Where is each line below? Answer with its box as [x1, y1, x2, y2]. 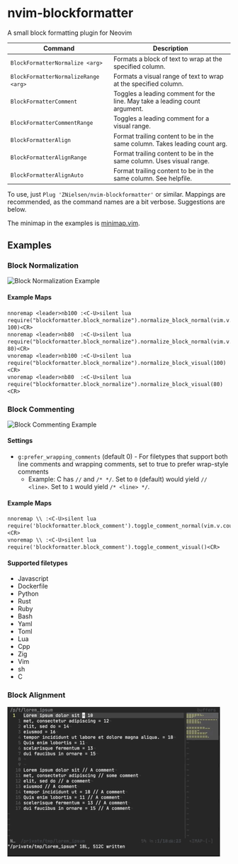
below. [7, 204, 27, 214]
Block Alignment [7, 690, 66, 700]
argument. [113, 104, 144, 113]
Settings [7, 437, 33, 445]
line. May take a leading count [113, 97, 200, 106]
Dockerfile [17, 582, 48, 591]
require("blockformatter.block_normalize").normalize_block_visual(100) [7, 359, 227, 366]
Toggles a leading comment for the [113, 89, 215, 98]
